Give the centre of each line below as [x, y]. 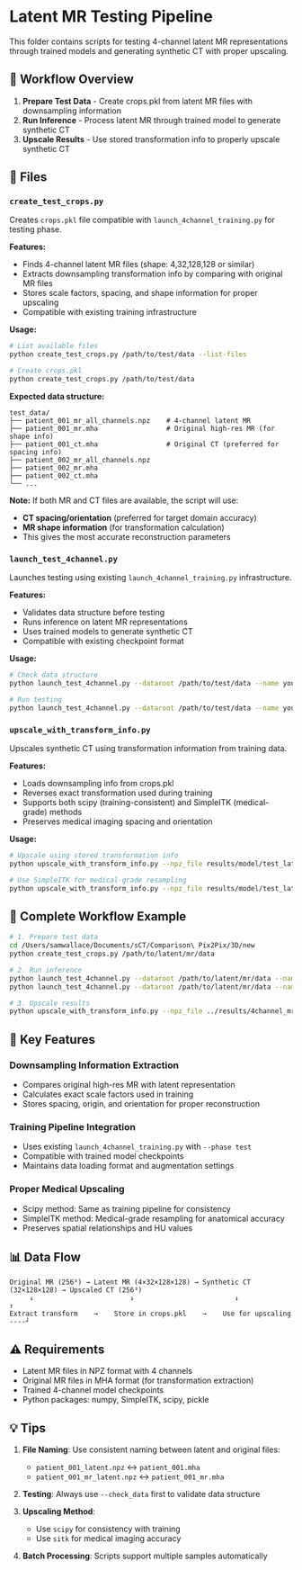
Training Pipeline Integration [73, 1126]
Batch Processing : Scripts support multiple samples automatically [145, 1556]
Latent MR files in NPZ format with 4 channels [107, 1371]
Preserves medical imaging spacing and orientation [117, 821]
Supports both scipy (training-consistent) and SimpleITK [127, 803]
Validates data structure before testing [93, 613]
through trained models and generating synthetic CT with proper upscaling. [149, 50]
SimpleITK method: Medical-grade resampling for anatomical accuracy [153, 1218]
